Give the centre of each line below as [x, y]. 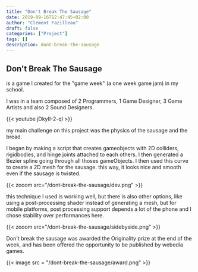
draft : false [22, 28]
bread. [14, 137]
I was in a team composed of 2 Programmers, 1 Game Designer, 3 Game [94, 101]
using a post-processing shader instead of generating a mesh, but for [91, 203]
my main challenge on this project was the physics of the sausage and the [97, 130]
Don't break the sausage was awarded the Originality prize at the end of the [99, 238]
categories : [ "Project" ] [37, 34]
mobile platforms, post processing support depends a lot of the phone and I [99, 209]
